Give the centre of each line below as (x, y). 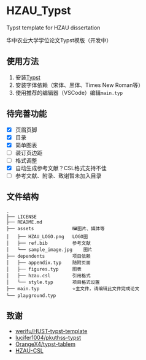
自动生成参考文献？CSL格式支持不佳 (61, 168)
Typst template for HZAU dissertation (53, 28)
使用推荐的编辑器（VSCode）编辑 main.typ (69, 92)
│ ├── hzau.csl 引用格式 (48, 276)
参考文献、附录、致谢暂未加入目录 (58, 176)
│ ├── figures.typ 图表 (44, 269)
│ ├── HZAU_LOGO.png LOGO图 (47, 236)
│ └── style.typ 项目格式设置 (53, 282)
